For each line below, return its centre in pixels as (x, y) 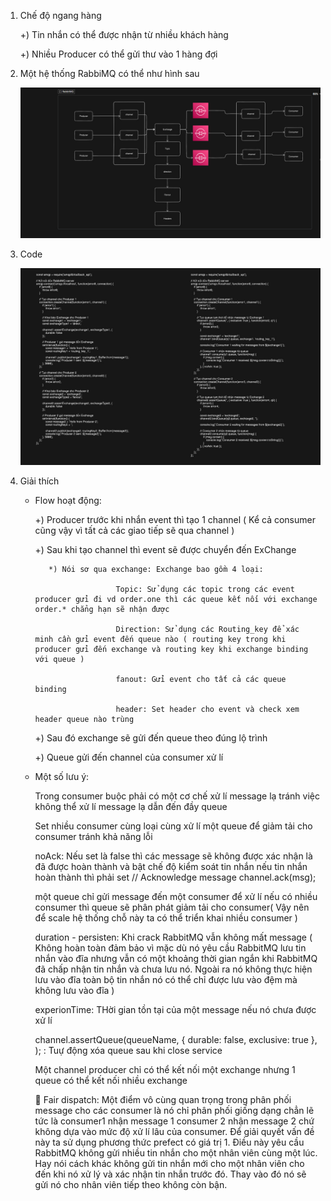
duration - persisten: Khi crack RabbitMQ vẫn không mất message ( (173, 937)
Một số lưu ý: (62, 777)
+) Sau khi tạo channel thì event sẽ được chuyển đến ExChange (165, 550)
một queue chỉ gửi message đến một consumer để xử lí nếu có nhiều (176, 897)
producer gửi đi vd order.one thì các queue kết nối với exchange (176, 600)
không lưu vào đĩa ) (74, 991)
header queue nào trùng (84, 720)
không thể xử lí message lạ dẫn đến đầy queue (131, 807)
